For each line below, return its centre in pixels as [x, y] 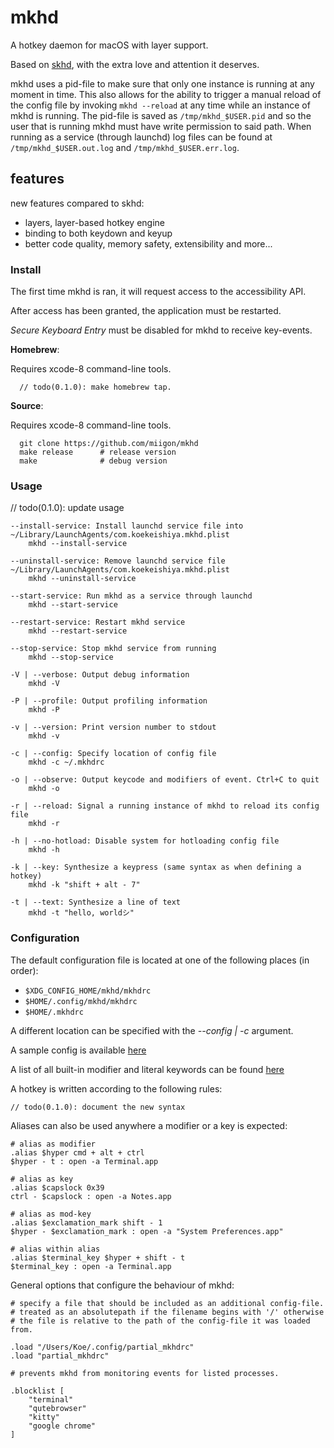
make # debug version [93, 461]
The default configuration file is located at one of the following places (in [160, 960]
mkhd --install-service [78, 544]
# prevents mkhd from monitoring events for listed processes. [145, 1373]
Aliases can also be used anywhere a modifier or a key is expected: [149, 1125]
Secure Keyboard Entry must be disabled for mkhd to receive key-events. [161, 330]
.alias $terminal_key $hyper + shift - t [98, 1257]
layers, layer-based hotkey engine [94, 222]
